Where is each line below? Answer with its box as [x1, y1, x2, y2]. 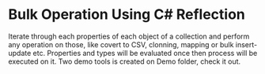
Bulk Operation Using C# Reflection [8, 6, 245, 24]
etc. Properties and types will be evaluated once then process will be [32, 48, 258, 57]
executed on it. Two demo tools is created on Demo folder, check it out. [8, 57, 241, 66]
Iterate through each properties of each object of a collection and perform [8, 31, 250, 41]
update [8, 48, 32, 57]
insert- [235, 39, 258, 49]
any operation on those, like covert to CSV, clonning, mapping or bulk [8, 39, 234, 49]
